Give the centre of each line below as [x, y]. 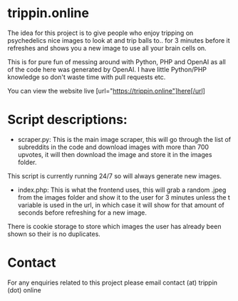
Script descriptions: [68, 120]
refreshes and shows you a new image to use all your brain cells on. [107, 48]
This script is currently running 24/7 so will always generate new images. [115, 175]
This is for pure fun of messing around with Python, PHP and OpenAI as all [117, 61]
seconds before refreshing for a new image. [82, 213]
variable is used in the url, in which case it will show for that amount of [121, 205]
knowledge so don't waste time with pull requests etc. [87, 77]
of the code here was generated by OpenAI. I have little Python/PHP [107, 69]
